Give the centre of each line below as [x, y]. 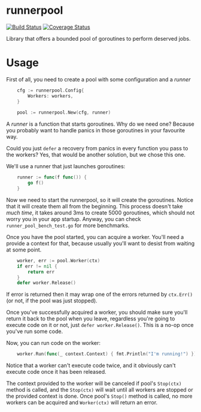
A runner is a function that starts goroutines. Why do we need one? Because [100, 124]
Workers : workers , [51, 96]
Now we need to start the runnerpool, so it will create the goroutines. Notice [100, 200]
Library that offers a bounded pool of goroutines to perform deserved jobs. [98, 38]
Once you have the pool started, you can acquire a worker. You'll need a [95, 237]
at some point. [24, 250]
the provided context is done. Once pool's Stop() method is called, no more [99, 396]
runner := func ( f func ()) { [52, 177]
